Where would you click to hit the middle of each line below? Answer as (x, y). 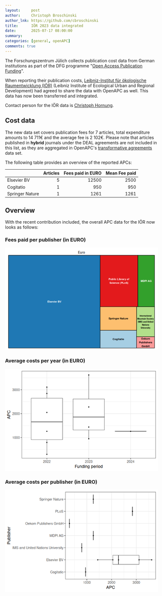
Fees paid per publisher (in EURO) (46, 240)
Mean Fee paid (121, 173)
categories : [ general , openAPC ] (38, 41)
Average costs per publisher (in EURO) (51, 482)
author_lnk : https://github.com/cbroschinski (52, 20)
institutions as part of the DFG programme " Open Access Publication (74, 66)
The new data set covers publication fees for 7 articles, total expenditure (78, 132)
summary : (14, 36)
